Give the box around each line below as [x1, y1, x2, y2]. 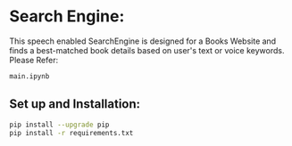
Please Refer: [9, 54, 59, 65]
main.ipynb [9, 71, 50, 81]
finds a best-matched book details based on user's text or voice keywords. [9, 45, 285, 55]
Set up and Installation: [9, 96, 141, 112]
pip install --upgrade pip [9, 120, 110, 129]
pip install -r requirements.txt [9, 128, 134, 137]
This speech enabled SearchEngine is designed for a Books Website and [9, 36, 277, 46]
